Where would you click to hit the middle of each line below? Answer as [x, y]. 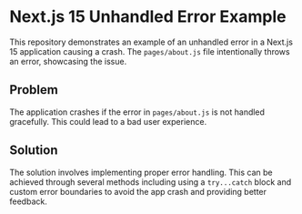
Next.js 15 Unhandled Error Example [148, 17]
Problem [34, 90]
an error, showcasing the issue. [68, 61]
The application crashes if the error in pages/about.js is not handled [137, 112]
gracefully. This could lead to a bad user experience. [108, 121]
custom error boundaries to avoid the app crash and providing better [138, 191]
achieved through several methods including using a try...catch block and [151, 182]
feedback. [28, 201]
